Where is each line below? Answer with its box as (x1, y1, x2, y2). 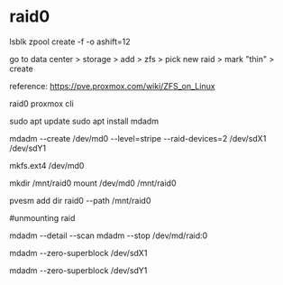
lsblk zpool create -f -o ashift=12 (9, 36, 131, 47)
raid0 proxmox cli (9, 97, 74, 109)
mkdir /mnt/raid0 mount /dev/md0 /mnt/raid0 (9, 178, 177, 188)
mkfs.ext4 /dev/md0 (9, 160, 85, 170)
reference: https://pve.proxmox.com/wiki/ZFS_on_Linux (9, 80, 215, 91)
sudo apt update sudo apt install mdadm (9, 115, 160, 126)
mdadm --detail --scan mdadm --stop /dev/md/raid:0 (9, 230, 208, 241)
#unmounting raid (9, 212, 76, 223)
